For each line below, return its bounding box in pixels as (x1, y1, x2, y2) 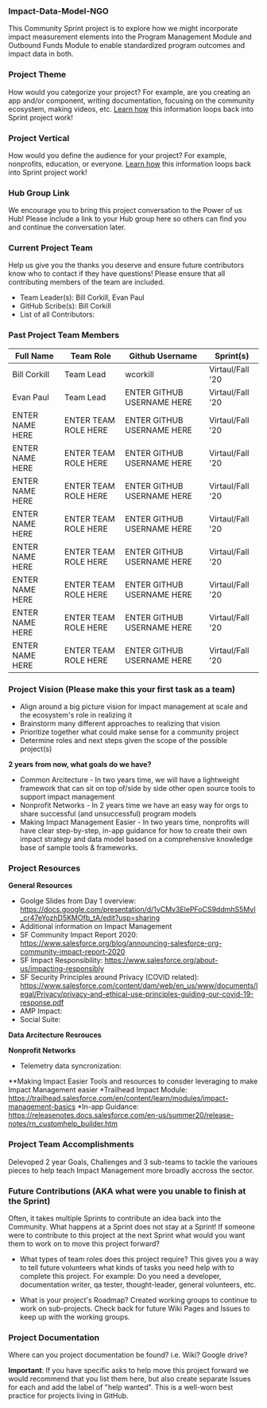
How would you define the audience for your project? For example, (8, 150, 227, 160)
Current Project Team (8, 242, 93, 254)
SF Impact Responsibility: (19, 955, 103, 966)
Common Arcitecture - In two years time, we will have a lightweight (19, 775, 240, 785)
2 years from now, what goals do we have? (8, 760, 152, 769)
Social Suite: (19, 1015, 61, 1025)
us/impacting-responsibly (19, 964, 105, 973)
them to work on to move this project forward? (8, 1238, 161, 1249)
